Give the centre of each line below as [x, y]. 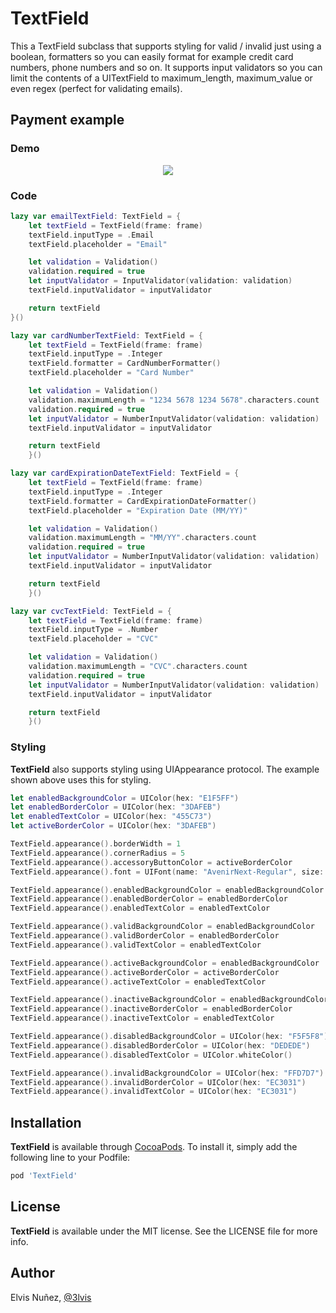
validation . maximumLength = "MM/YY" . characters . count [142, 538]
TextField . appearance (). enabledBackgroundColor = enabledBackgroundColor [167, 890]
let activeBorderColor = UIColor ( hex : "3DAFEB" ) [113, 826]
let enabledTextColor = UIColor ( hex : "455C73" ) [111, 817]
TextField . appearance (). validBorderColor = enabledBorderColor [145, 936]
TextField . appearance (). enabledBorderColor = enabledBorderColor [149, 899]
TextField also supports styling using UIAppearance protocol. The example [165, 769]
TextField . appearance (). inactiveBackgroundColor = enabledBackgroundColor [169, 1000]
